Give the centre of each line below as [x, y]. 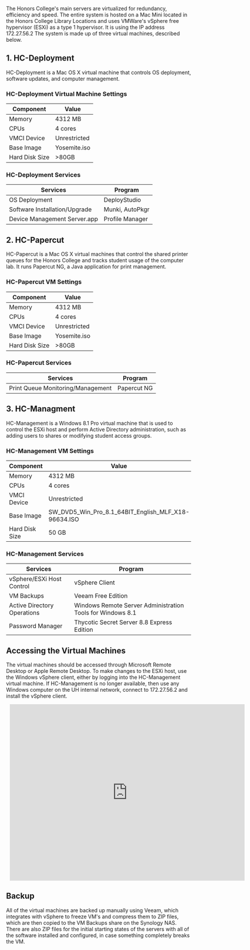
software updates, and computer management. [63, 78]
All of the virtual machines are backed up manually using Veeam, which [92, 910]
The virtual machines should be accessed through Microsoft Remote [89, 665]
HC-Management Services [45, 554]
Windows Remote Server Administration [129, 605]
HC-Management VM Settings [50, 451]
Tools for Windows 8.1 [105, 613]
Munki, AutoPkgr [126, 209]
